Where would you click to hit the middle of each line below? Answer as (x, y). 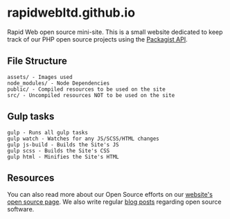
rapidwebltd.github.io (71, 13)
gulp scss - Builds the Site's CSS (59, 150)
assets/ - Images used (40, 77)
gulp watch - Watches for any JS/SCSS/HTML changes (83, 139)
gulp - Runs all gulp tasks (48, 132)
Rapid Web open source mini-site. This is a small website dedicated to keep (115, 32)
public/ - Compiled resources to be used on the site (87, 89)
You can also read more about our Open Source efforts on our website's (110, 195)
